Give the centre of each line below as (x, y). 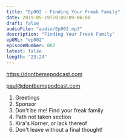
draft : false (23, 23)
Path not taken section (43, 117)
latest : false (24, 51)
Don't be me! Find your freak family (59, 110)
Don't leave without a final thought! (59, 129)
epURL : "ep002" (25, 40)
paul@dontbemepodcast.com (43, 86)
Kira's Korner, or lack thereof (51, 123)
